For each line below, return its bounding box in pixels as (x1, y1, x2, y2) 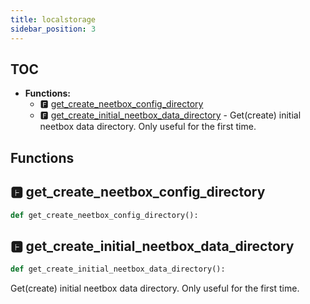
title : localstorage (10, 14, 97, 25)
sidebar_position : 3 (10, 24, 97, 34)
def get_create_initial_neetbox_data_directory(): (10, 264, 226, 275)
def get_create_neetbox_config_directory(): (10, 210, 199, 220)
